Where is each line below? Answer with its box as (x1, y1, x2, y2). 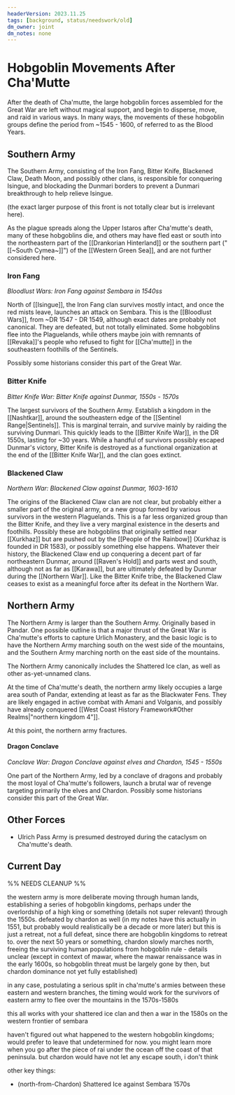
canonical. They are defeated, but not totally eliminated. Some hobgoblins (7, 323, 220, 332)
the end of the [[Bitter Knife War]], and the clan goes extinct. (7, 450, 182, 459)
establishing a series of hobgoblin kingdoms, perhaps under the (7, 900, 192, 909)
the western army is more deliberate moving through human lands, (7, 892, 199, 901)
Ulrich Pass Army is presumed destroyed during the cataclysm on (17, 832, 207, 841)
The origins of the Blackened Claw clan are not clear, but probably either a (7, 497, 222, 505)
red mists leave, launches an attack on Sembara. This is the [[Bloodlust (7, 308, 212, 316)
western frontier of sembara (7, 1016, 89, 1025)
